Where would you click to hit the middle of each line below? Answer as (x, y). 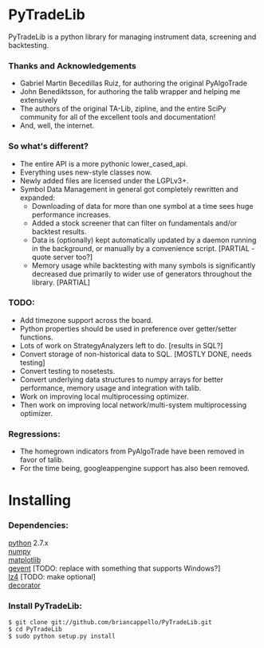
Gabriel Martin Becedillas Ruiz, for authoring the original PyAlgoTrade (133, 83)
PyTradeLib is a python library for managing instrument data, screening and (132, 37)
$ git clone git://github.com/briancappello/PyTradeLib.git (110, 622)
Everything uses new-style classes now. (86, 172)
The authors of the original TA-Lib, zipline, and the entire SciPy (123, 108)
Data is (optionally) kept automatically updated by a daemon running (144, 240)
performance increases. (71, 214)
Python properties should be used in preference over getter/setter (128, 328)
